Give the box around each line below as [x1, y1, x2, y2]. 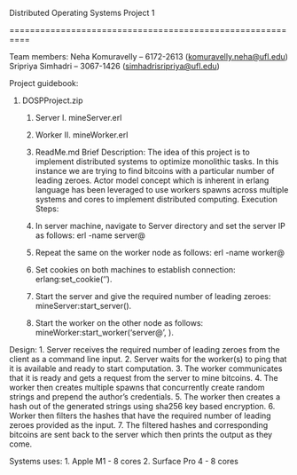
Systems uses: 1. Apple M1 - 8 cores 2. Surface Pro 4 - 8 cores [9, 456, 239, 466]
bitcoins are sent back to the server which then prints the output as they [9, 430, 273, 439]
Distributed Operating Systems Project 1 [9, 8, 155, 18]
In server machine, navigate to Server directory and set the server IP [35, 221, 285, 231]
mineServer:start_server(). [35, 301, 132, 311]
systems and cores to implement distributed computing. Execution [35, 194, 277, 204]
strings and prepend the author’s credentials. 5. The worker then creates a [9, 392, 281, 402]
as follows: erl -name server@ [35, 230, 146, 241]
